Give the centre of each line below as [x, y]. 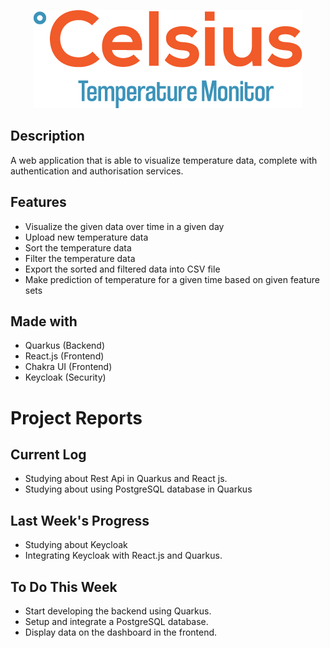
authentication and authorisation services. [97, 171]
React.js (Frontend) [64, 356]
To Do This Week [64, 586]
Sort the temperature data [78, 247]
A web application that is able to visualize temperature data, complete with [164, 160]
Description [47, 136]
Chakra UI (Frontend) [68, 367]
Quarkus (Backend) [65, 346]
